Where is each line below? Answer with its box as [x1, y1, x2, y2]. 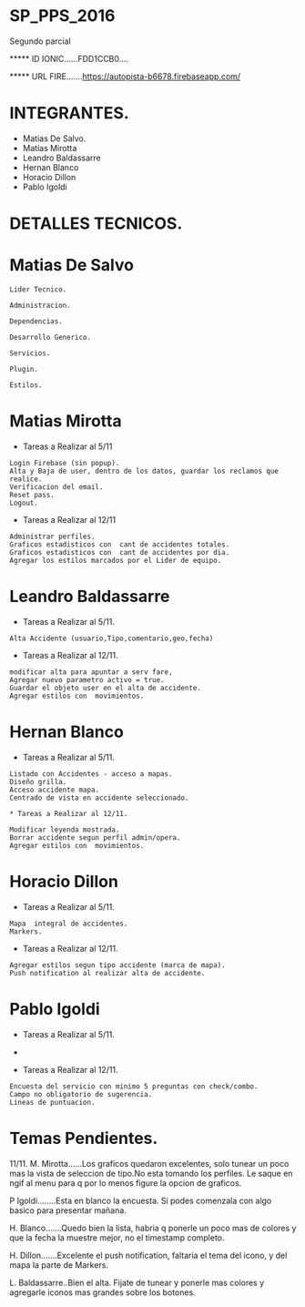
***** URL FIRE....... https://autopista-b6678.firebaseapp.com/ [9, 70, 241, 82]
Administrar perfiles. [9, 532, 96, 541]
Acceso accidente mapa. [9, 785, 100, 794]
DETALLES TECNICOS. [9, 213, 183, 234]
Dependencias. [9, 317, 64, 326]
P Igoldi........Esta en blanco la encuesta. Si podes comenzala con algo [9, 1195, 272, 1206]
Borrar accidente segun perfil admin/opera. [9, 832, 181, 842]
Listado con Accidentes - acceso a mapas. [9, 769, 173, 779]
